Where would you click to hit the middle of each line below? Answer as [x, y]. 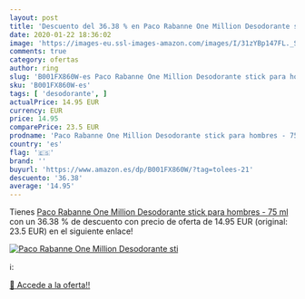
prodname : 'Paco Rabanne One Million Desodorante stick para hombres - [148, 136]
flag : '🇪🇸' [32, 152]
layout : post [34, 18]
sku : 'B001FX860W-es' [50, 85]
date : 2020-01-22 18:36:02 [60, 34]
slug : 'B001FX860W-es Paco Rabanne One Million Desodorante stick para [148, 77]
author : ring [34, 69]
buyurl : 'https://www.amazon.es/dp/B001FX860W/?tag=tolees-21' [132, 169]
